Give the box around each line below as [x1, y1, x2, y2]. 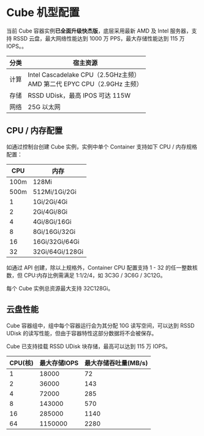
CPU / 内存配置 [6, 125, 63, 136]
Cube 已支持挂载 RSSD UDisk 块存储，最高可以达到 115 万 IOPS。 [6, 342, 171, 350]
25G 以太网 [28, 103, 61, 111]
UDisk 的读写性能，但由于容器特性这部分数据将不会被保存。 [6, 329, 157, 337]
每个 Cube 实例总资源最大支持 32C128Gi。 [6, 284, 114, 292]
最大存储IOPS [39, 359, 79, 367]
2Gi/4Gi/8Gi [32, 207, 68, 216]
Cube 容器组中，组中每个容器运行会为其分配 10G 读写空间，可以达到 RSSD [6, 322, 195, 329]
